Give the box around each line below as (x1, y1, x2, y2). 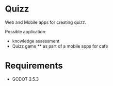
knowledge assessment (12, 38, 60, 44)
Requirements (5, 60, 63, 71)
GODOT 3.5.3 (12, 76, 39, 82)
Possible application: (5, 29, 47, 34)
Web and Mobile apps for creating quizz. (5, 19, 86, 25)
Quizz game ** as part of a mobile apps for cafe (12, 43, 108, 49)
